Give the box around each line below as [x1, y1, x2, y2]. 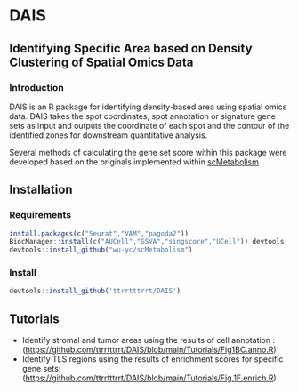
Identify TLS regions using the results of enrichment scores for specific [21, 354, 284, 364]
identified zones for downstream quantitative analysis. [9, 130, 208, 140]
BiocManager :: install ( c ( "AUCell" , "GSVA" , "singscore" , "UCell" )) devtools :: [9, 237, 293, 246]
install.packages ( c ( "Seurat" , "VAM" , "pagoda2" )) [9, 228, 189, 238]
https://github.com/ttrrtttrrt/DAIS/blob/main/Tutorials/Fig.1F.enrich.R [25, 372, 274, 383]
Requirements [9, 209, 72, 221]
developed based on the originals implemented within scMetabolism [9, 156, 260, 167]
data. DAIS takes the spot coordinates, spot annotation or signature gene [9, 110, 277, 121]
